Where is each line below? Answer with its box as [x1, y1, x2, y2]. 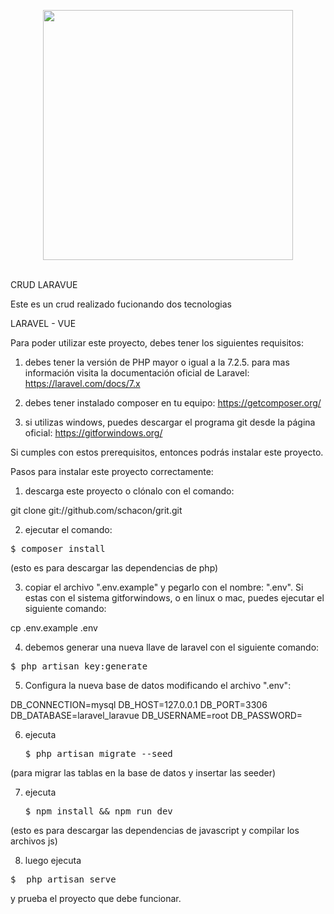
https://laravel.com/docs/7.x [24, 378, 141, 389]
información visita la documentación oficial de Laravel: [24, 367, 250, 379]
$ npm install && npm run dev [24, 806, 173, 817]
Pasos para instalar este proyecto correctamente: [10, 466, 214, 477]
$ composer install [10, 543, 106, 554]
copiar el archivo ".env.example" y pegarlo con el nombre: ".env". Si [24, 581, 304, 593]
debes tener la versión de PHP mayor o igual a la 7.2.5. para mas [24, 356, 290, 368]
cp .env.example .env [10, 622, 98, 634]
